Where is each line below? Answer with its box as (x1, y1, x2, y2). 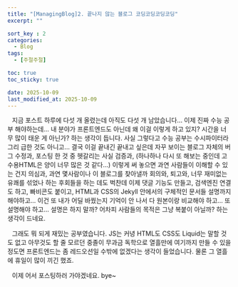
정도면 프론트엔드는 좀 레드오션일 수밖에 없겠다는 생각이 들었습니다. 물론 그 (7, 247, 215, 256)
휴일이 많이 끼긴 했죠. (14, 256, 74, 265)
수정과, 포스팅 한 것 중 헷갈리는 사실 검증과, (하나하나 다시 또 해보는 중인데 (14, 151, 220, 161)
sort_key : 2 (7, 30, 46, 37)
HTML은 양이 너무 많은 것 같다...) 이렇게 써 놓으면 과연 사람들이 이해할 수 (19, 161, 221, 169)
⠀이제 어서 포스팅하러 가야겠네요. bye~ (7, 271, 116, 280)
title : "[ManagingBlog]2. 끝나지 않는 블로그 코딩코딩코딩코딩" (7, 10, 178, 18)
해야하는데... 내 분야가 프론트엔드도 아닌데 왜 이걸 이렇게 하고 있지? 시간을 (14, 125, 219, 134)
